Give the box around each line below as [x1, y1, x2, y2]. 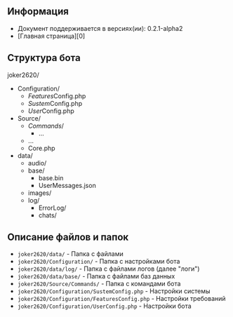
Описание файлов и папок [7, 231, 129, 243]
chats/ [38, 210, 58, 220]
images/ [27, 189, 52, 197]
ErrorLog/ [38, 203, 67, 212]
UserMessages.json [38, 181, 96, 189]
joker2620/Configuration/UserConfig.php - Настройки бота [17, 302, 192, 311]
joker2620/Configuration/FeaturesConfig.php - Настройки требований [17, 295, 226, 303]
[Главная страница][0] [17, 32, 86, 40]
